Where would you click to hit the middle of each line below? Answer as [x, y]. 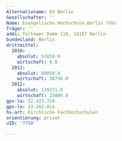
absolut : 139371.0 [40, 90]
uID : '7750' [21, 124]
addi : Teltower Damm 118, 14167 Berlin [56, 34]
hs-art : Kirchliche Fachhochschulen [52, 112]
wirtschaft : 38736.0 [43, 79]
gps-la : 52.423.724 [31, 101]
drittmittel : [23, 46]
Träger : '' [20, 28]
